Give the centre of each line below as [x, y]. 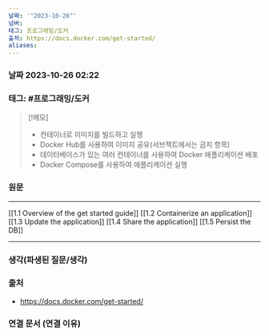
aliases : [23, 46]
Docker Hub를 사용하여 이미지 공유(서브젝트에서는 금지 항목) [135, 144]
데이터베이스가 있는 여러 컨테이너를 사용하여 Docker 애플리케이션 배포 [149, 155]
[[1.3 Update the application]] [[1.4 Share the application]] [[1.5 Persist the [130, 221]
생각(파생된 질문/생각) [48, 260]
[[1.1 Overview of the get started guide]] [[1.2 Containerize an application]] [130, 213]
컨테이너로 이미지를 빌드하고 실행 [91, 135]
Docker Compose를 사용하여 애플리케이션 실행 [114, 164]
